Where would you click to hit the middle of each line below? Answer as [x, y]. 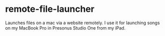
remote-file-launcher [50, 9]
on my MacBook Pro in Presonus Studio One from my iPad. [65, 28]
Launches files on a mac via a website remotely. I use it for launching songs [82, 23]
